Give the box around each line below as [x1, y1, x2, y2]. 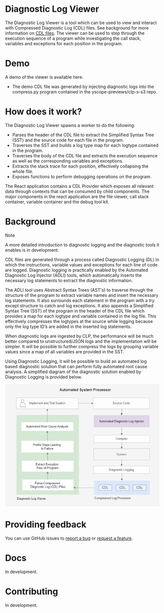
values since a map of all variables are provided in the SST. [5, 349, 124, 354]
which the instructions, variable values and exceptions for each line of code [5, 262, 158, 267]
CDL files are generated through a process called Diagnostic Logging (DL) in [5, 257, 159, 263]
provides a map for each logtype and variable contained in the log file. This [5, 313, 157, 319]
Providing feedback [5, 519, 87, 530]
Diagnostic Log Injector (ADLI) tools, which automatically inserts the [5, 272, 142, 278]
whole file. [12, 168, 33, 174]
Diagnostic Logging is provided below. [5, 374, 82, 379]
